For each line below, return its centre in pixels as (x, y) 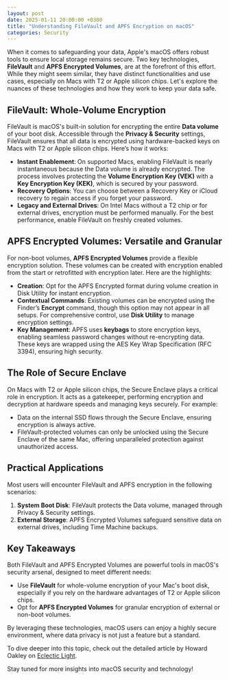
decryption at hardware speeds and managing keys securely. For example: (112, 404)
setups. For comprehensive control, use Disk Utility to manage (106, 315)
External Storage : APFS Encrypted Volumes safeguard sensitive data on (119, 520)
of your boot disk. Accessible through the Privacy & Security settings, (106, 134)
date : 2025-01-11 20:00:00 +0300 (55, 20)
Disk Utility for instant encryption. (64, 293)
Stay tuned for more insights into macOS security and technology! (100, 669)
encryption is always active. (56, 424)
